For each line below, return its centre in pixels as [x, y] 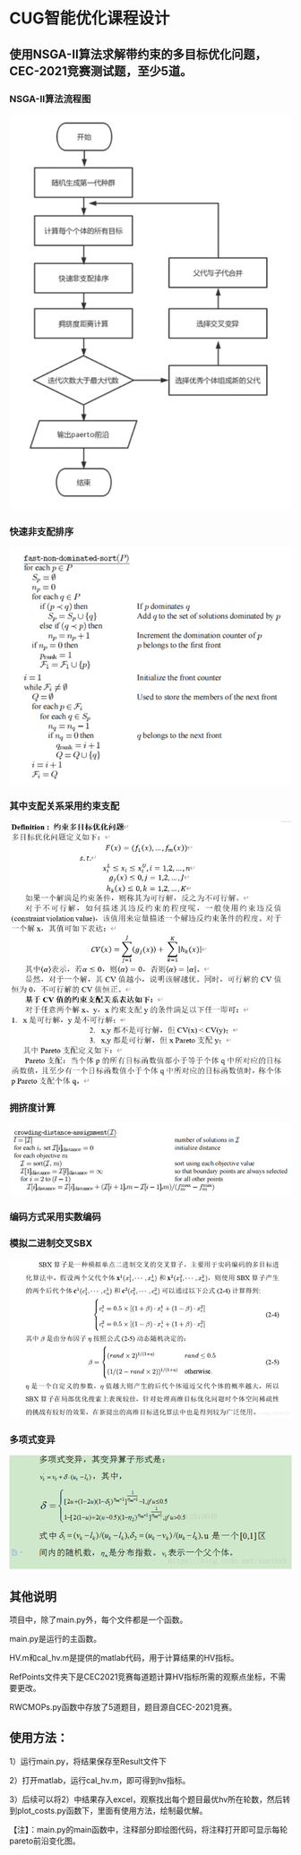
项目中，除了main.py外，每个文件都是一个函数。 [99, 1619]
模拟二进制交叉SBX [51, 1243]
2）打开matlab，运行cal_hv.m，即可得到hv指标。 [100, 1780]
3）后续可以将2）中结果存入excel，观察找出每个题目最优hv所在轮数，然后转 [150, 1799]
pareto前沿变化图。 [45, 1841]
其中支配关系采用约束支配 [64, 805]
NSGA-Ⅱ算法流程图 [50, 99]
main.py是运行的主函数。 [55, 1638]
